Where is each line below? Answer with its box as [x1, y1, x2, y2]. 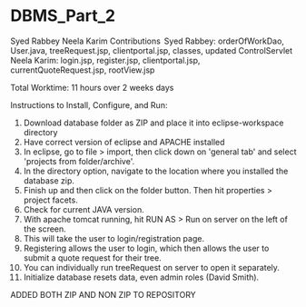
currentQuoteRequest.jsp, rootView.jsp [10, 64, 155, 75]
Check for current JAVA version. [23, 203, 144, 214]
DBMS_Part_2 [10, 5, 116, 26]
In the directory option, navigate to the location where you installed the [23, 165, 289, 176]
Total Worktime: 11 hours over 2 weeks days [10, 82, 174, 93]
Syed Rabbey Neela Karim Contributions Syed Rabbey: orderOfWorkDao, [10, 35, 285, 46]
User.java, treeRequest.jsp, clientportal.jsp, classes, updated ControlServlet [10, 45, 293, 55]
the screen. [23, 223, 66, 234]
